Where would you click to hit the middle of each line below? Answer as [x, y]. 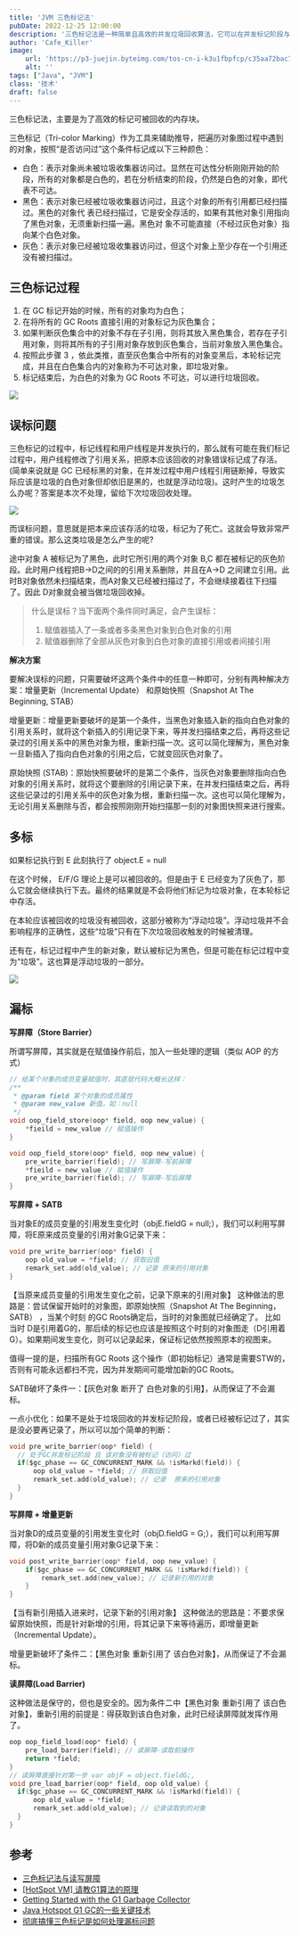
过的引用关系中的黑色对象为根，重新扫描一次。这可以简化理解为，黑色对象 [153, 743]
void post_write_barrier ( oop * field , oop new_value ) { [113, 1561]
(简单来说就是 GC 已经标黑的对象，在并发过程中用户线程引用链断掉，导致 [143, 471]
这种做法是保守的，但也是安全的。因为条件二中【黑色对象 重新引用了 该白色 [148, 1703]
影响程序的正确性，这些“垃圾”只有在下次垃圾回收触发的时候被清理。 [133, 931]
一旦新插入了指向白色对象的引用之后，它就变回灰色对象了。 [118, 753]
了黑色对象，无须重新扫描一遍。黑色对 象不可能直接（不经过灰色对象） [152, 223]
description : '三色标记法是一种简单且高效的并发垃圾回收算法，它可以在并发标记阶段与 [150, 34]
